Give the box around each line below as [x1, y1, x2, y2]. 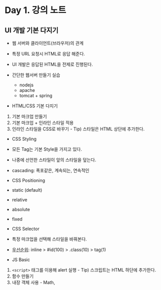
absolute [11, 207, 30, 212]
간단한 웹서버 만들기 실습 [11, 72, 60, 78]
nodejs [19, 82, 33, 88]
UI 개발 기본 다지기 [4, 26, 58, 34]
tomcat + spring [19, 93, 53, 98]
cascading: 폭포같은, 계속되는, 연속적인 [11, 168, 89, 173]
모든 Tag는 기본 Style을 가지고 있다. [11, 146, 82, 152]
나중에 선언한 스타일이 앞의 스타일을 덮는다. [11, 157, 96, 163]
